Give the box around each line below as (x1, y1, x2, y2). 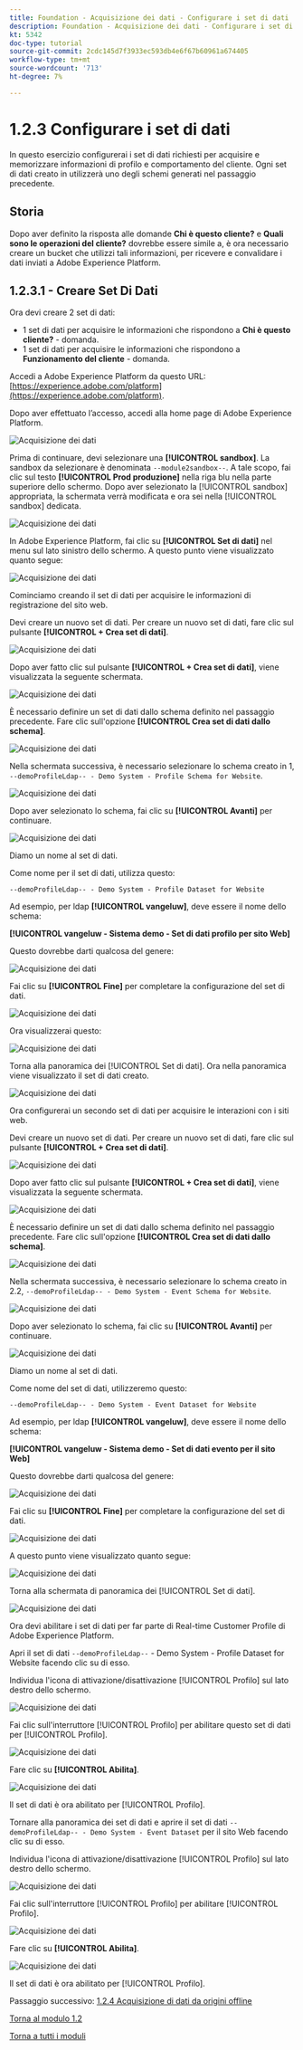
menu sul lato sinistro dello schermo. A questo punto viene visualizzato (9, 545, 274, 557)
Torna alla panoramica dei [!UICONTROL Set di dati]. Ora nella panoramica (9, 1061, 287, 1072)
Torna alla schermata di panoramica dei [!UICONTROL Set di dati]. (9, 1586, 256, 1597)
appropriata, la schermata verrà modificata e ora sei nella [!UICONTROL (9, 491, 278, 502)
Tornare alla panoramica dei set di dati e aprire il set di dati (9, 1816, 228, 1828)
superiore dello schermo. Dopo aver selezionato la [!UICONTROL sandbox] (9, 482, 288, 492)
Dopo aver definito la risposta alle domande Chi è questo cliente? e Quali (9, 228, 284, 239)
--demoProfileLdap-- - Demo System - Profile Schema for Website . (9, 770, 263, 781)
